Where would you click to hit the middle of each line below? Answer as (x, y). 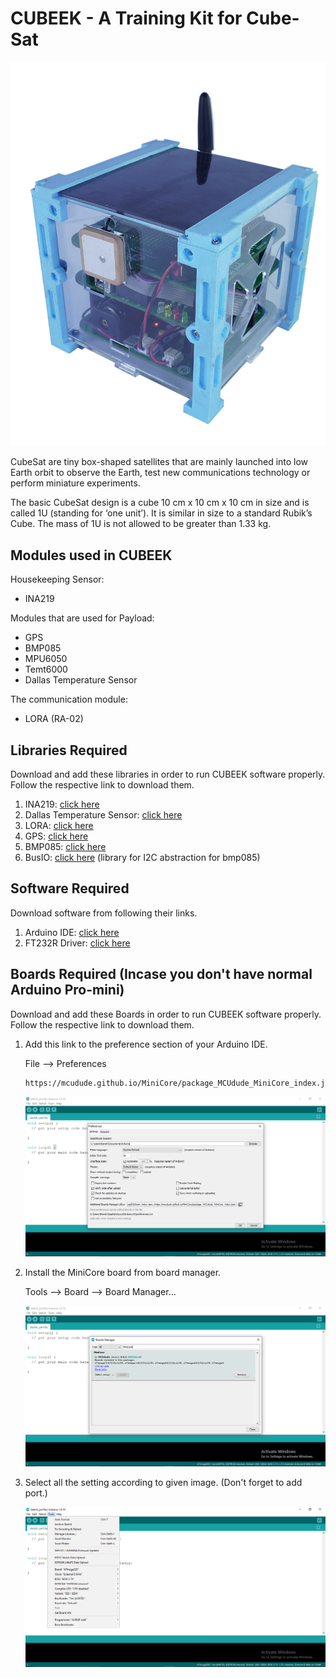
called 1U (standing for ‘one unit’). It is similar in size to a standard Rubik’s (161, 513)
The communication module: (69, 699)
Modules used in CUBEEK (91, 555)
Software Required (70, 888)
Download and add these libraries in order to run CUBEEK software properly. (168, 774)
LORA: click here (59, 825)
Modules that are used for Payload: (82, 618)
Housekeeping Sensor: (57, 579)
